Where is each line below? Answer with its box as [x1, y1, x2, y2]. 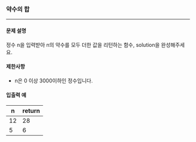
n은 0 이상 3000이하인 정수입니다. [14, 77, 93, 84]
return [22, 106, 40, 115]
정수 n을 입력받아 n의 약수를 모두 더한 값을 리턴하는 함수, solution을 [6, 41, 160, 48]
